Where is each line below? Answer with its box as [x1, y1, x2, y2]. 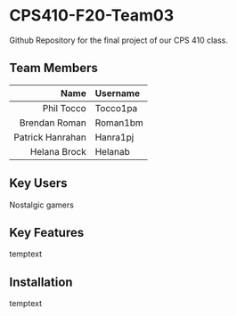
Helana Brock [29, 145, 86, 158]
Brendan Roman [19, 117, 86, 129]
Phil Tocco [42, 101, 86, 114]
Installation [9, 274, 73, 289]
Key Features [9, 224, 85, 240]
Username [94, 86, 141, 99]
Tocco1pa [94, 101, 138, 114]
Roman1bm [94, 117, 144, 129]
